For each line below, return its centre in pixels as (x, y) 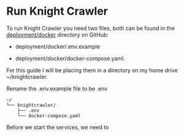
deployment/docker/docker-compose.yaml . (70, 58)
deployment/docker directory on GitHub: (58, 34)
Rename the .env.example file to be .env (57, 88)
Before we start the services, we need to (58, 127)
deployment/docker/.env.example (57, 46)
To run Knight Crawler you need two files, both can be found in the (90, 28)
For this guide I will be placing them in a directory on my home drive (92, 70)
